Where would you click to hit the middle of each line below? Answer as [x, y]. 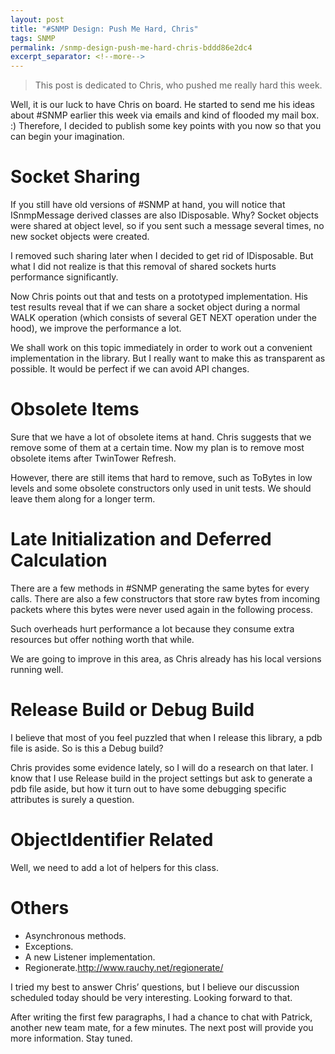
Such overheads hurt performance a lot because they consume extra [152, 628]
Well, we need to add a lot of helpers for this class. [114, 867]
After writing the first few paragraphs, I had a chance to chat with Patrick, [161, 1017]
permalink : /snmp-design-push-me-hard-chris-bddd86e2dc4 [131, 47]
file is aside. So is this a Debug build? [87, 748]
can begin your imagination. [67, 137]
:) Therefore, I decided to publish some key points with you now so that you [166, 126]
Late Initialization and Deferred [141, 539]
